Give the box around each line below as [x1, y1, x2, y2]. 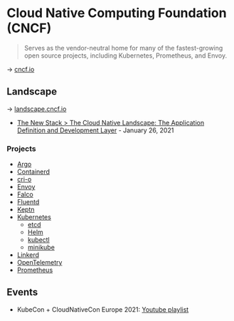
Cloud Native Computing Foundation [6, 5, 227, 21]
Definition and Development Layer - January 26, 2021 [16, 126, 174, 135]
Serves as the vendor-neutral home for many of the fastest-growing [23, 43, 223, 52]
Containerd [16, 167, 50, 176]
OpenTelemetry [16, 258, 63, 267]
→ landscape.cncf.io [6, 105, 67, 113]
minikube [27, 243, 55, 252]
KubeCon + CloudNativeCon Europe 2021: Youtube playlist [16, 305, 189, 314]
